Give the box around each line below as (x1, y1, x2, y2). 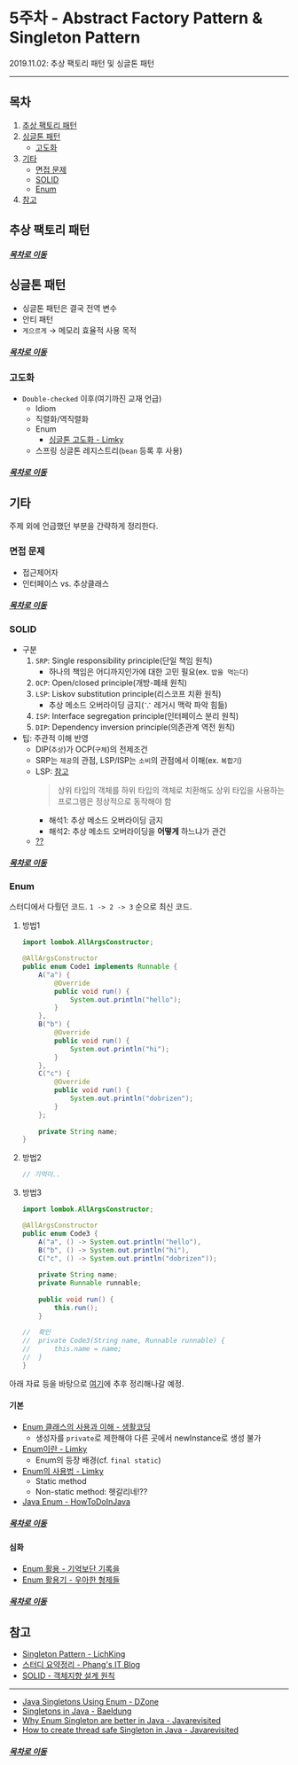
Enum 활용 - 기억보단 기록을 (21, 1563, 121, 1574)
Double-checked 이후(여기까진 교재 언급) (21, 393, 162, 403)
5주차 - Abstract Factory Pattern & (9, 8, 263, 28)
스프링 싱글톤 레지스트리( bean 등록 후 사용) (35, 445, 184, 456)
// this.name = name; (21, 1345, 122, 1354)
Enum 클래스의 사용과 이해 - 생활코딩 (21, 1421, 151, 1432)
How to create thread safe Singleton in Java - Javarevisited (21, 1724, 239, 1735)
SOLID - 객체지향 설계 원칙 (21, 1670, 115, 1681)
